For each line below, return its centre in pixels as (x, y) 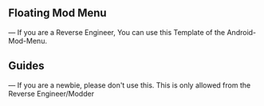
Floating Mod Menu (57, 13)
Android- (242, 32)
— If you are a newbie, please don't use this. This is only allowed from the (130, 85)
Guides (27, 66)
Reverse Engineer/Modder (51, 93)
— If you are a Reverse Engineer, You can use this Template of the (117, 32)
